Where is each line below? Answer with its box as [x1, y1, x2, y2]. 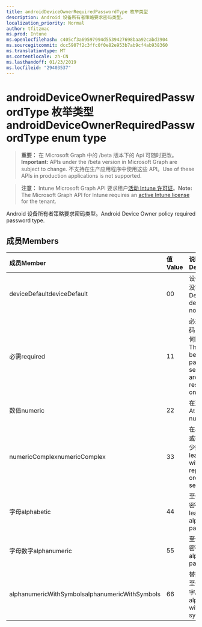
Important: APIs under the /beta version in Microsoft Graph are [20, 159, 177, 166]
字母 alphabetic [9, 508, 51, 516]
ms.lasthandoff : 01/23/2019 [6, 59, 77, 65]
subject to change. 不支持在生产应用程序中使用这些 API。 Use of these [20, 166, 195, 173]
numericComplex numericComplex [9, 453, 106, 461]
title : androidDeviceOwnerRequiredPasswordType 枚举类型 [6, 8, 148, 15]
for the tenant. [20, 198, 57, 205]
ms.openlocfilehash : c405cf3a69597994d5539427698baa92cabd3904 [6, 37, 168, 43]
